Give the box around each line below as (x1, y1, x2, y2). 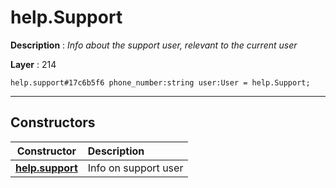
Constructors (10, 114, 96, 131)
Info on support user (87, 161, 184, 175)
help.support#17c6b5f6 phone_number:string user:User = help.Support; (10, 77, 311, 88)
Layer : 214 (10, 58, 57, 70)
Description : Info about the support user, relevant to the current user (10, 39, 298, 51)
